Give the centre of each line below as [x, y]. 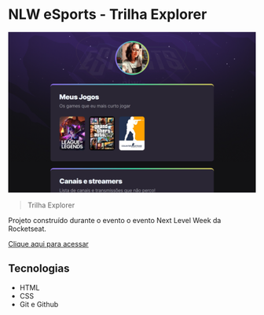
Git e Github [39, 304]
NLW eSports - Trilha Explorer [108, 15]
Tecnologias [39, 269]
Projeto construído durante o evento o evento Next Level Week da [115, 220]
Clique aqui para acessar [48, 244]
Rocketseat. [27, 229]
